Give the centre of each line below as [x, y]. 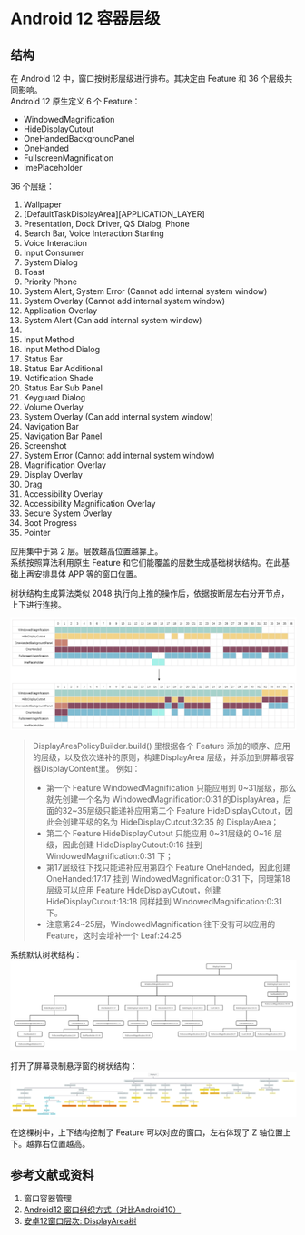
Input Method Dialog [62, 349]
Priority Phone [50, 282]
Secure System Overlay [68, 513]
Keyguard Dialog [54, 397]
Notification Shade [58, 378]
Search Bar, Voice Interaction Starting [93, 233]
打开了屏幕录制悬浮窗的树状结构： [74, 1066]
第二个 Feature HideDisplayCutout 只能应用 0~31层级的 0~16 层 [164, 834]
